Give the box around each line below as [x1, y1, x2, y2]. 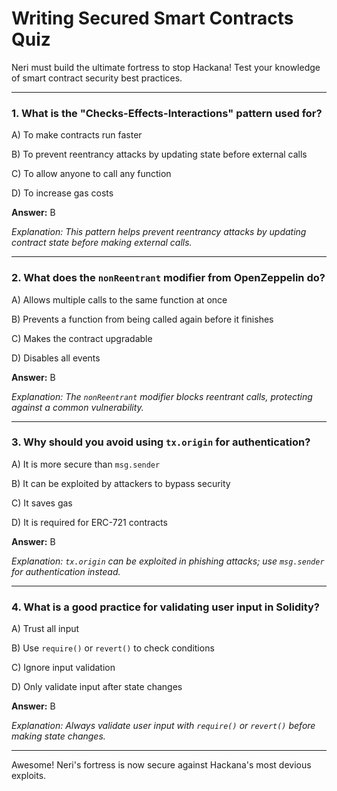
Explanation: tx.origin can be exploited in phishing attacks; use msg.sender [11, 555, 325, 567]
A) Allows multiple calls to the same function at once [11, 293, 228, 306]
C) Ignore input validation [11, 662, 116, 674]
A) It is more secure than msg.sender [11, 458, 161, 470]
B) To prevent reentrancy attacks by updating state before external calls [11, 148, 308, 161]
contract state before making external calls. [11, 237, 193, 249]
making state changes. [11, 730, 106, 742]
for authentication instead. [11, 565, 121, 577]
